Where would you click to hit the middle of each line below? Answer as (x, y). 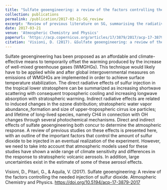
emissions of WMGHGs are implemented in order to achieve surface (75, 77)
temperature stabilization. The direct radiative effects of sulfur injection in (80, 83)
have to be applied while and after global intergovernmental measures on (80, 72)
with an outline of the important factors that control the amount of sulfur (79, 135)
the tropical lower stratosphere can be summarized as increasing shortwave (83, 88)
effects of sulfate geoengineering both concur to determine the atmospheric (83, 125)
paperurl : (15, 38)
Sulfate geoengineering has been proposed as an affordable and (71, 56)
